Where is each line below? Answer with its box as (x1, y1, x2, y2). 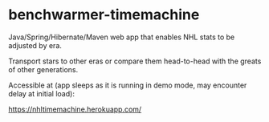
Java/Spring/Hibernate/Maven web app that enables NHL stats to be (8, 32, 235, 42)
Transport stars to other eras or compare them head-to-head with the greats (8, 56, 262, 66)
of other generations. (8, 64, 79, 74)
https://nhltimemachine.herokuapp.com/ (8, 104, 142, 114)
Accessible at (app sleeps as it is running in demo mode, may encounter (8, 80, 247, 90)
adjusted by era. (8, 40, 63, 50)
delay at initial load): (8, 88, 75, 98)
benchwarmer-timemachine (8, 6, 200, 24)
